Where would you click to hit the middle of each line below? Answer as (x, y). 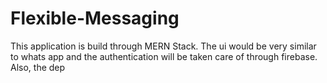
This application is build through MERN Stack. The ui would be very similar (163, 46)
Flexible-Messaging (95, 18)
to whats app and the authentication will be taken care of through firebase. (164, 56)
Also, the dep (38, 67)
